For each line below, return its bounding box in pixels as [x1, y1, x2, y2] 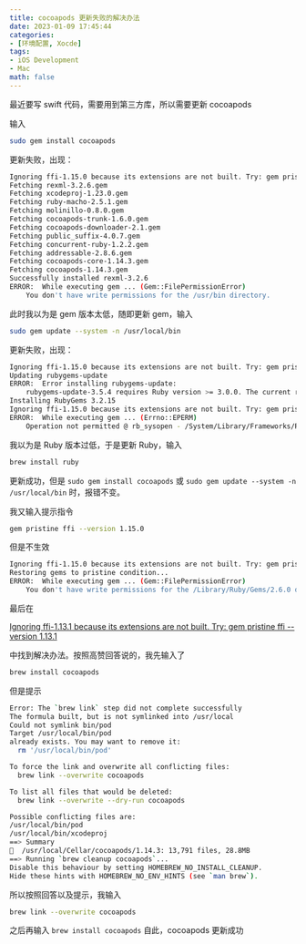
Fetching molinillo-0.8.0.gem [9, 206, 125, 215]
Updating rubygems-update [9, 371, 107, 380]
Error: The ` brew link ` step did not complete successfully [9, 703, 243, 713]
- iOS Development [9, 56, 79, 65]
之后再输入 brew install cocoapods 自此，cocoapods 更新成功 [9, 925, 244, 936]
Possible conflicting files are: [9, 812, 137, 821]
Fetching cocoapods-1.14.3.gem [9, 265, 128, 274]
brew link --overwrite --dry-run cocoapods [17, 795, 185, 805]
